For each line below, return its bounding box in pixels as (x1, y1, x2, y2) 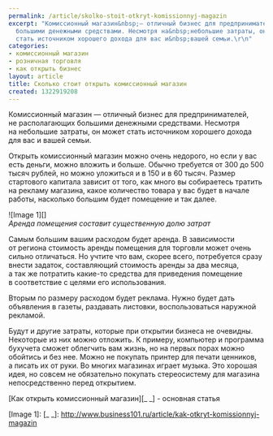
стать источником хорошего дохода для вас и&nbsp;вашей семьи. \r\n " (15, 34, 253, 43)
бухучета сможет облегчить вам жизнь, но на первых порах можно (8, 343, 245, 353)
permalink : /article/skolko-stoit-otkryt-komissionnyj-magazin (8, 11, 227, 20)
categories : (8, 42, 49, 50)
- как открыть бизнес (8, 65, 82, 73)
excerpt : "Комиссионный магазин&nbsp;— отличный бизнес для (8, 19, 217, 28)
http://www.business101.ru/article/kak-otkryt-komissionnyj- (60, 409, 260, 419)
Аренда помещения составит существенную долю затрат (8, 218, 211, 228)
